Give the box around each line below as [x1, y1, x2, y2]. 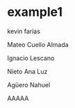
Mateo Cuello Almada [7, 40, 69, 48]
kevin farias [7, 27, 40, 35]
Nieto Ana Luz [7, 67, 48, 75]
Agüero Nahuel [7, 80, 51, 89]
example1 [7, 4, 63, 20]
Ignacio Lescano [7, 53, 55, 62]
